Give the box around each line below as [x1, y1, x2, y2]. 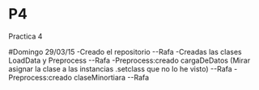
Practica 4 [8, 31, 43, 41]
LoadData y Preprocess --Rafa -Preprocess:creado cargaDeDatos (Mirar [8, 55, 251, 65]
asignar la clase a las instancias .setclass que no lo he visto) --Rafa [8, 63, 232, 73]
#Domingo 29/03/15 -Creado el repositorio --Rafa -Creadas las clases [8, 47, 242, 56]
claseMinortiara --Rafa [74, 72, 150, 82]
